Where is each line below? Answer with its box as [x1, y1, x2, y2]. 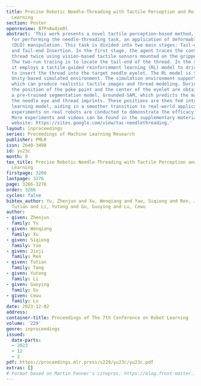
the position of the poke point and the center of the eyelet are [11, 87, 181, 93]
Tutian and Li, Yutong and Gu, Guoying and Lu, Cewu [11, 203, 146, 209]
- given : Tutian [6, 259, 47, 265]
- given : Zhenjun [6, 215, 50, 221]
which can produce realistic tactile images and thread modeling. [11, 81, 181, 87]
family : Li [11, 276, 39, 282]
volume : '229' [6, 320, 42, 326]
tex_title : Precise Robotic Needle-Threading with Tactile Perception [6, 159, 186, 165]
